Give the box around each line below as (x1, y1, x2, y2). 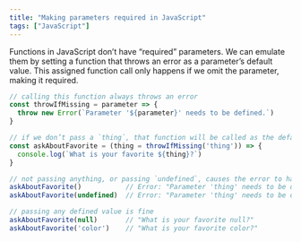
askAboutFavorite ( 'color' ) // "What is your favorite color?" (9, 223, 258, 233)
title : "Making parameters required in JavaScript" (9, 13, 206, 22)
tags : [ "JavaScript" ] (9, 22, 90, 30)
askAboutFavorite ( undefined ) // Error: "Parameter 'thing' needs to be (9, 191, 287, 200)
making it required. (9, 74, 79, 85)
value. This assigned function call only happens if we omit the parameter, (9, 65, 279, 76)
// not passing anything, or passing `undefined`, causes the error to (9, 174, 282, 184)
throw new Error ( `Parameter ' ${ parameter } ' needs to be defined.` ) (17, 108, 275, 117)
